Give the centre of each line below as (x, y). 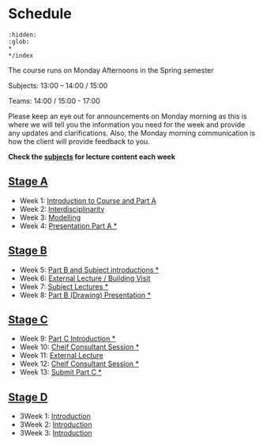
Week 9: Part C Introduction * (68, 339)
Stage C (28, 320)
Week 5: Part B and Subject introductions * (89, 270)
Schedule (40, 14)
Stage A (28, 181)
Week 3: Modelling (50, 217)
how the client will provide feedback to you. (79, 141)
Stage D (28, 397)
